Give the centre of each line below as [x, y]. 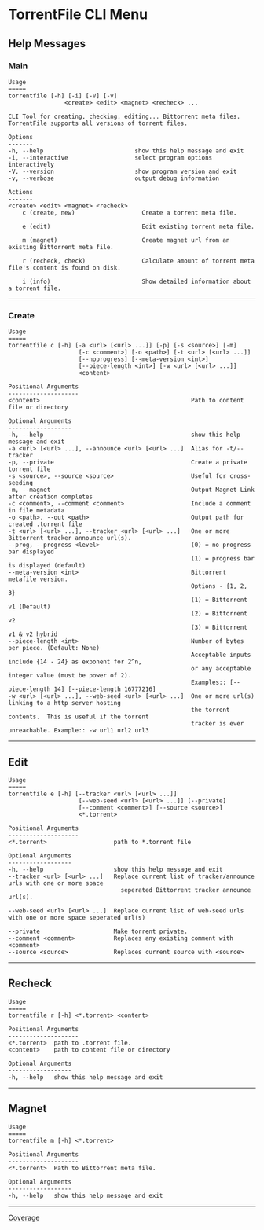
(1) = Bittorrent [219, 600]
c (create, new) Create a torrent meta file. [130, 213]
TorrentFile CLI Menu [78, 15]
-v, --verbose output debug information [114, 178]
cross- [240, 476]
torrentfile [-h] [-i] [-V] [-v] [63, 96]
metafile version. [38, 579]
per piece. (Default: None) [54, 648]
